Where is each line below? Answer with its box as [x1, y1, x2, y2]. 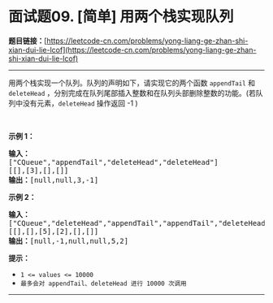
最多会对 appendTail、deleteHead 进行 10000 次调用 [19, 279, 187, 288]
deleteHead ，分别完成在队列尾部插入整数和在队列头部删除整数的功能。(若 [8, 88, 256, 97]
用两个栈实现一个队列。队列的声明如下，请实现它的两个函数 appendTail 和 [8, 78, 256, 88]
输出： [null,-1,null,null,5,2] [8, 236, 128, 245]
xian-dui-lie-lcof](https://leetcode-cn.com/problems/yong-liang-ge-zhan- [8, 45, 257, 54]
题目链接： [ [8, 36, 47, 45]
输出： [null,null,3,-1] [8, 175, 99, 184]
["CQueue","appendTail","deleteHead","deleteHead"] [8, 158, 219, 167]
